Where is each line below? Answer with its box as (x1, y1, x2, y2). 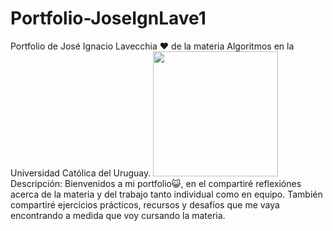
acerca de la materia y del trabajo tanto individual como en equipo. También (10, 188, 323, 200)
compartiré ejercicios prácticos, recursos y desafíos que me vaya (10, 198, 280, 211)
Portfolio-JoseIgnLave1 (10, 7, 207, 30)
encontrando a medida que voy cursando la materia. (10, 209, 226, 221)
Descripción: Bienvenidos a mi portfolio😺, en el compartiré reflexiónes (10, 177, 302, 189)
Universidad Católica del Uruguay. (10, 167, 152, 179)
